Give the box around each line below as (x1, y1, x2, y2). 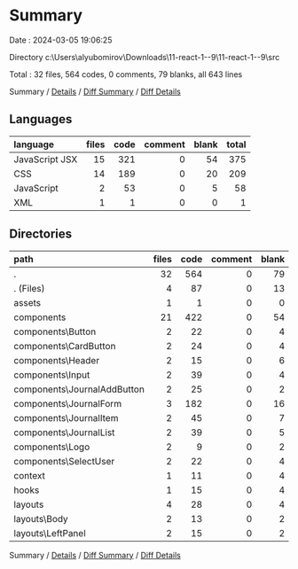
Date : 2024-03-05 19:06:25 (9, 35, 113, 45)
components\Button (13, 325, 97, 338)
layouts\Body (13, 512, 68, 525)
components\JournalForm (13, 397, 122, 409)
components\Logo (13, 440, 90, 453)
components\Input (13, 369, 90, 381)
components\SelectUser (13, 455, 115, 467)
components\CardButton (13, 339, 116, 352)
